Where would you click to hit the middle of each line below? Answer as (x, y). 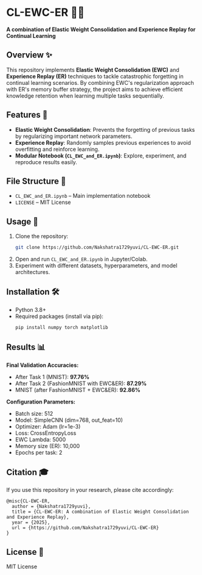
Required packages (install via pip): (59, 316)
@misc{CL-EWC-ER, (28, 501)
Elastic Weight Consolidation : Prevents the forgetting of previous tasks (105, 129)
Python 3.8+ (31, 309)
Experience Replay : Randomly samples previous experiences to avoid (103, 142)
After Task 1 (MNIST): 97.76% (52, 377)
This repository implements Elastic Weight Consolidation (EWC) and (93, 70)
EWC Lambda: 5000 (40, 439)
